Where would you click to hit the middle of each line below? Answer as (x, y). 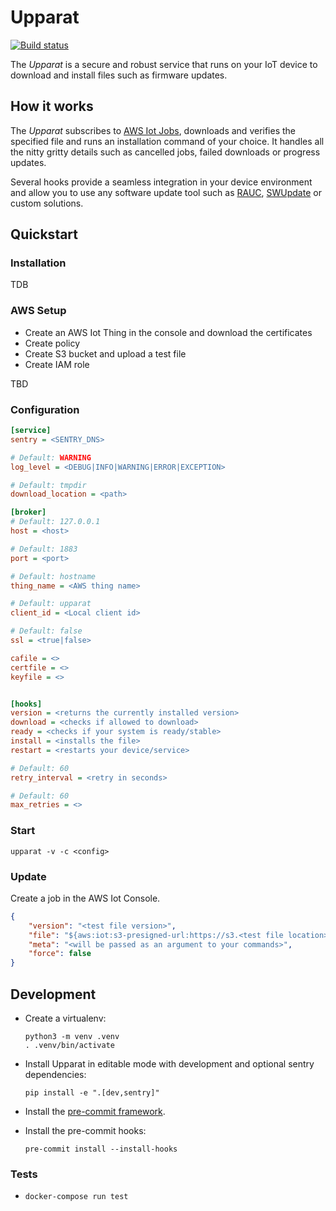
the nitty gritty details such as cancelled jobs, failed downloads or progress (165, 152)
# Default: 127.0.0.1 (55, 522)
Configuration (45, 409)
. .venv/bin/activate (69, 1045)
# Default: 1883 (44, 549)
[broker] (28, 512)
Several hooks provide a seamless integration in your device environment (161, 182)
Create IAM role (57, 364)
